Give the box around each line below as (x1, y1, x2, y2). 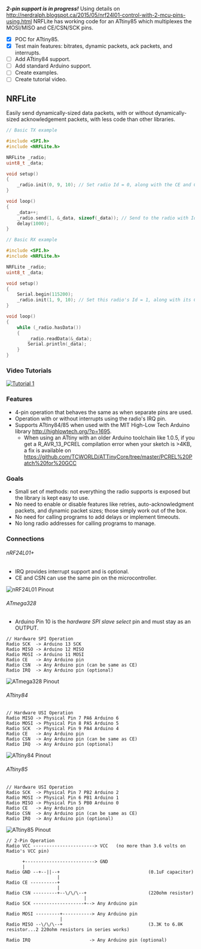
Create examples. (14, 69, 59, 77)
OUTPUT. (14, 624, 39, 631)
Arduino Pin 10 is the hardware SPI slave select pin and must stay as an (14, 618, 191, 625)
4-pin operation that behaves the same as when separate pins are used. (14, 408, 193, 416)
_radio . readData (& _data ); (28, 335, 93, 341)
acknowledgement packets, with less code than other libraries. (20, 116, 175, 123)
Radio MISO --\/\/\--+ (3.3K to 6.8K (6, 921, 184, 927)
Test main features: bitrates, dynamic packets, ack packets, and (14, 42, 172, 50)
